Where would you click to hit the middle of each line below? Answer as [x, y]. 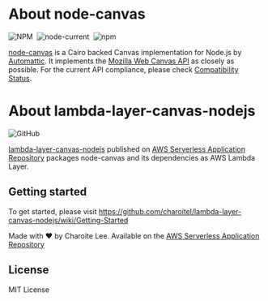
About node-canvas [77, 14]
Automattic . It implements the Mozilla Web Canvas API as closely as [121, 61]
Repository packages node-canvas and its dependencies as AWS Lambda [132, 157]
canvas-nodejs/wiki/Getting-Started [68, 220]
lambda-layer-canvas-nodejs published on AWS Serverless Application [127, 149]
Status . [20, 78]
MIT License [29, 290]
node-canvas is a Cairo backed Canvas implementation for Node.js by [125, 52]
